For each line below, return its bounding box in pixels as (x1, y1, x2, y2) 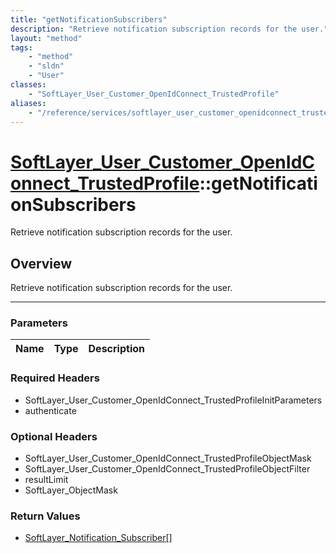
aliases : (10, 98, 47, 108)
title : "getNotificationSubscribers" (10, 14, 168, 25)
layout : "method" (10, 33, 83, 43)
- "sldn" (28, 61, 65, 71)
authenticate (24, 404, 77, 416)
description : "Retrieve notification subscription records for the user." (10, 24, 329, 34)
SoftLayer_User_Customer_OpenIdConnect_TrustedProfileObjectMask (24, 452, 312, 465)
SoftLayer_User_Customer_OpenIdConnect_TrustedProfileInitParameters (24, 394, 323, 406)
